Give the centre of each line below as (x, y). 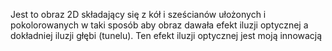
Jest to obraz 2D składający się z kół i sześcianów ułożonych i (138, 14)
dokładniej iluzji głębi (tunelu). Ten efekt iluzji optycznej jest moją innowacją (166, 35)
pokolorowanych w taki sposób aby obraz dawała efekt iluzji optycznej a (159, 25)
